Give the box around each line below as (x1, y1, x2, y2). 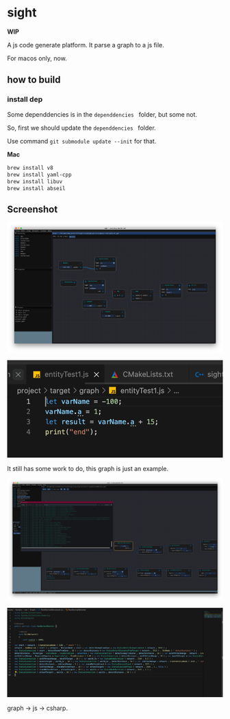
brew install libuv (7, 178, 63, 185)
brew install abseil (7, 185, 66, 192)
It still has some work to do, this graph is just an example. (7, 464, 169, 472)
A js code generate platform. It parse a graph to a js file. (7, 41, 164, 49)
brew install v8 (7, 164, 53, 171)
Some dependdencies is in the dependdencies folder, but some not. (7, 110, 197, 118)
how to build (7, 74, 61, 86)
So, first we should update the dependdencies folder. (7, 124, 156, 132)
